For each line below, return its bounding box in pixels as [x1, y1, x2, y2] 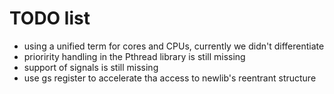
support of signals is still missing [23, 61, 159, 73]
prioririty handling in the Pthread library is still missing [23, 50, 246, 62]
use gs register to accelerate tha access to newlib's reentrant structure [23, 72, 317, 84]
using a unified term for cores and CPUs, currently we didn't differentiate [23, 40, 325, 52]
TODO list [9, 7, 91, 30]
